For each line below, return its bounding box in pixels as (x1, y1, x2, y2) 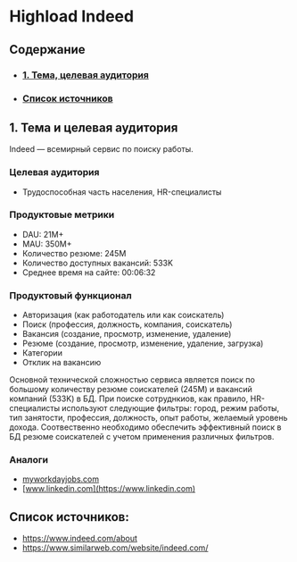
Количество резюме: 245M (21, 247, 127, 258)
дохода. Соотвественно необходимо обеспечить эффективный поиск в (9, 422, 282, 432)
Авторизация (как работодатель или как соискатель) (21, 310, 225, 321)
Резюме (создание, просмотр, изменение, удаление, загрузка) (21, 338, 264, 349)
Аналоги (9, 454, 49, 466)
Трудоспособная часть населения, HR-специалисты (21, 186, 222, 197)
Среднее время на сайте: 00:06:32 (21, 266, 156, 278)
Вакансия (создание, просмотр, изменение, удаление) (21, 329, 232, 340)
